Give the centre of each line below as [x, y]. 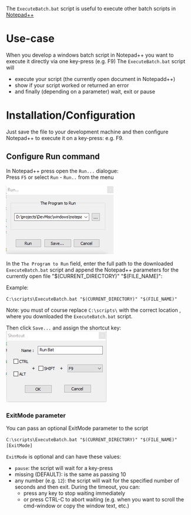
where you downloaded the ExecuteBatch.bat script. [69, 316]
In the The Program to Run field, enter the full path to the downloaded [90, 263]
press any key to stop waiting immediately [74, 493]
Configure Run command [53, 157]
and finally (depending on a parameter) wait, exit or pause [85, 92]
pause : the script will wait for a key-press [64, 468]
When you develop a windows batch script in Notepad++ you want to [90, 55]
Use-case [30, 39]
